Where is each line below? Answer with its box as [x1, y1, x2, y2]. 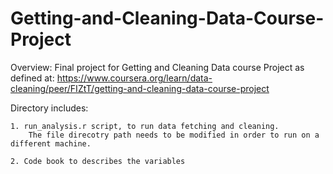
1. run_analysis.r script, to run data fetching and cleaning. [10, 121, 280, 131]
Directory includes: [10, 102, 89, 114]
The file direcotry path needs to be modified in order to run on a [28, 130, 320, 140]
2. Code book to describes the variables [10, 156, 186, 166]
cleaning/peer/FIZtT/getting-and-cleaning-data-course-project [10, 82, 270, 94]
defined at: [10, 72, 55, 84]
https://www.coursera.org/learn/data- [56, 72, 213, 84]
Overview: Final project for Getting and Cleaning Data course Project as [10, 61, 305, 73]
